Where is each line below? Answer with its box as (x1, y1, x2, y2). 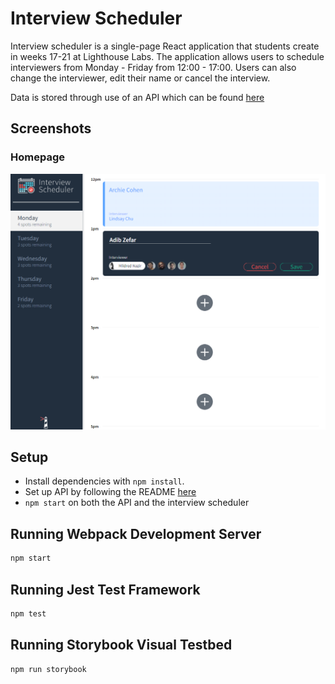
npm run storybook (10, 664, 87, 674)
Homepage (10, 150, 65, 164)
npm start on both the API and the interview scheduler (24, 497, 250, 509)
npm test (10, 608, 47, 619)
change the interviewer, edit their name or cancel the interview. (10, 72, 271, 84)
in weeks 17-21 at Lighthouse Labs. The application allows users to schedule (10, 50, 325, 62)
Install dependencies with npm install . (24, 475, 185, 487)
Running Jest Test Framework (10, 581, 201, 598)
